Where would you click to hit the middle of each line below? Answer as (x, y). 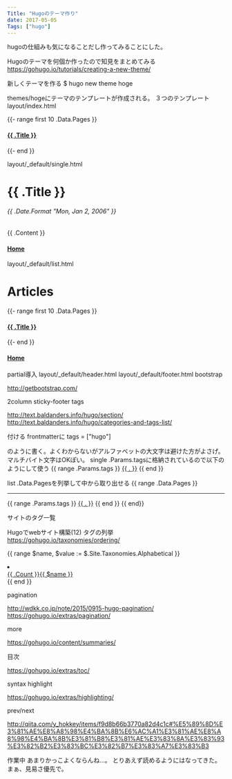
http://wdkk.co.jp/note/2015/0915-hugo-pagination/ (80, 608)
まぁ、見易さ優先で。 (37, 769)
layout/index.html (32, 106)
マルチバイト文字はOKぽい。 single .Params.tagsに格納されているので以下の (116, 459)
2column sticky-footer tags (46, 401)
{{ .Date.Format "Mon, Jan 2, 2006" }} (62, 211)
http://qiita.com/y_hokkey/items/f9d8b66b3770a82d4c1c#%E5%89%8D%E (115, 724)
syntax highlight (30, 684)
